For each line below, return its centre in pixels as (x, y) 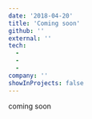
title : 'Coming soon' (44, 23)
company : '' (28, 76)
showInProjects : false (46, 83)
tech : (17, 46)
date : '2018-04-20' (41, 16)
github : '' (26, 31)
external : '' (30, 38)
